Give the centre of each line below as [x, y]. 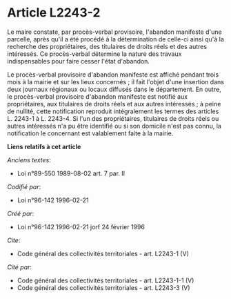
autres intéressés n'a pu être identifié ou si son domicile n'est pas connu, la [114, 126]
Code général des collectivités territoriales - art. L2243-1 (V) [103, 253]
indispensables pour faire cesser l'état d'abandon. [79, 61]
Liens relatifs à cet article [44, 146]
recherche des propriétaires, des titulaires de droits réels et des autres [107, 46]
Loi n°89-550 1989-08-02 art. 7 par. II [71, 173]
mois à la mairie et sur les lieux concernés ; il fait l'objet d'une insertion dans [115, 81]
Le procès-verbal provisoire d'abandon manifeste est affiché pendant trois [113, 75]
